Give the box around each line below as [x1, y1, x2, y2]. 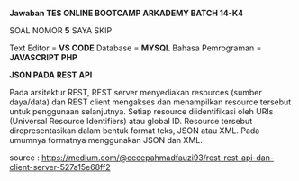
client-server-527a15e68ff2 [9, 162, 111, 172]
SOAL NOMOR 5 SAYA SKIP [9, 25, 113, 35]
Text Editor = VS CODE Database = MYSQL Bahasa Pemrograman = [9, 42, 262, 53]
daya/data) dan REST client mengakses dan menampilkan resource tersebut [9, 96, 292, 107]
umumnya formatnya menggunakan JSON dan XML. [9, 135, 203, 145]
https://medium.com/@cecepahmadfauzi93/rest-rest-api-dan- [41, 152, 275, 163]
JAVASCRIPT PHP [9, 52, 78, 62]
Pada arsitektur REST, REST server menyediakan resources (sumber [9, 87, 263, 97]
